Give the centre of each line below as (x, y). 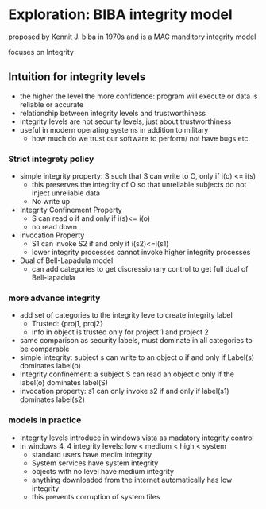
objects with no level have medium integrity (103, 471)
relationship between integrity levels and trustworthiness (113, 113)
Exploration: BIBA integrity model (120, 15)
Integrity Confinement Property (71, 210)
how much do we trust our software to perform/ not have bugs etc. (141, 138)
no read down (54, 227)
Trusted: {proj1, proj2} (67, 324)
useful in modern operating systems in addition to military (114, 129)
